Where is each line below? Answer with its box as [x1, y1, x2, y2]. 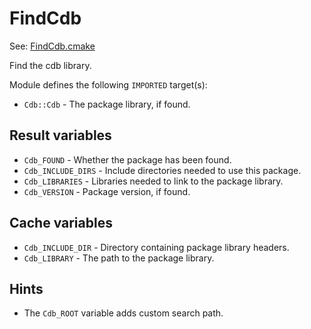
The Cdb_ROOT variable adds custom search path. [23, 307, 224, 319]
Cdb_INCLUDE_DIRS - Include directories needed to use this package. [23, 164, 302, 176]
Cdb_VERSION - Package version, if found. [23, 185, 191, 197]
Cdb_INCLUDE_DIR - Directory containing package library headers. [23, 241, 290, 253]
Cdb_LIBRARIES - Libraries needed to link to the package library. [23, 175, 284, 187]
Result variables [9, 127, 112, 144]
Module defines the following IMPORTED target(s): [9, 78, 208, 91]
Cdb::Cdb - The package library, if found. [23, 98, 191, 110]
